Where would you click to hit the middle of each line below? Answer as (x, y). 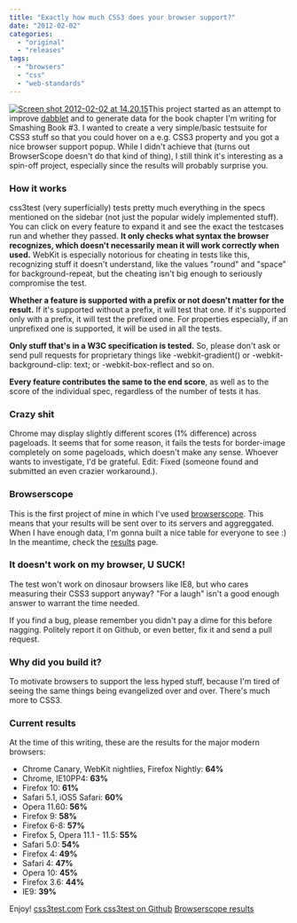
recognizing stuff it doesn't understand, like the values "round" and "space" (148, 264)
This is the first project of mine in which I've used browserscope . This (137, 513)
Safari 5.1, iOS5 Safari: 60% (73, 797)
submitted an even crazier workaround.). (83, 471)
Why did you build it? (55, 662)
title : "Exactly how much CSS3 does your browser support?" (123, 17)
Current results (43, 723)
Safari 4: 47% (47, 864)
